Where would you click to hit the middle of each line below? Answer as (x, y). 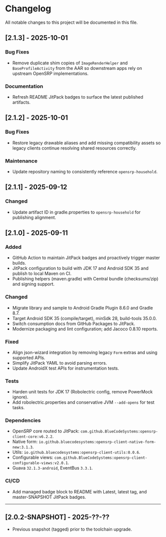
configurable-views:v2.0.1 (40, 463)
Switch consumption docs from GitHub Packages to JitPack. (74, 323)
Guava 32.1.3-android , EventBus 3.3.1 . (52, 468)
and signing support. (33, 284)
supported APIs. (29, 358)
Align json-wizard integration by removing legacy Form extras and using (85, 352)
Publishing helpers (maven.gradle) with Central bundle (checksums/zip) (85, 279)
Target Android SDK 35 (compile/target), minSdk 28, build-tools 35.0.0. (84, 318)
